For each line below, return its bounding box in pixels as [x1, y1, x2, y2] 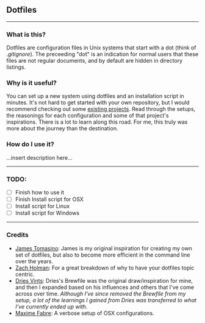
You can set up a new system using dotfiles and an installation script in [6, 93, 184, 100]
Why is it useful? [6, 79, 57, 87]
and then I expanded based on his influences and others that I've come [15, 283, 194, 291]
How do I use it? [6, 140, 55, 149]
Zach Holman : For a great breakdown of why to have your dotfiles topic [15, 264, 195, 271]
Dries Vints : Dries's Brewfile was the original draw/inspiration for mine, [15, 277, 193, 284]
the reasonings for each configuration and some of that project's [6, 112, 169, 119]
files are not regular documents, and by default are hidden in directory [6, 57, 183, 65]
